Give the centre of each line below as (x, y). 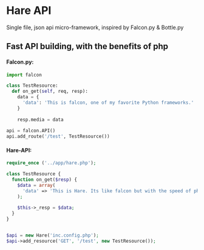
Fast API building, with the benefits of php (87, 46)
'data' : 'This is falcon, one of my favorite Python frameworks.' (108, 103)
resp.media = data (40, 120)
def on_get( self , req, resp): (50, 92)
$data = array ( (36, 185)
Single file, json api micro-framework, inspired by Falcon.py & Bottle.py (95, 27)
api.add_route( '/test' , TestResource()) (58, 137)
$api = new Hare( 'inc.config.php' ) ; (53, 235)
